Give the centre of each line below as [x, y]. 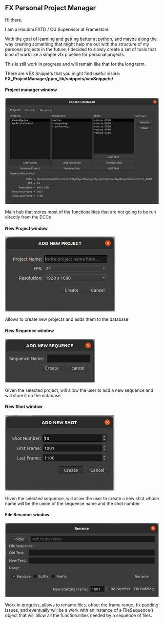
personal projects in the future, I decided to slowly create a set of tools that [81, 49]
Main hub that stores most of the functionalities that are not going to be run [81, 212]
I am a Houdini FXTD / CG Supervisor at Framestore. [58, 29]
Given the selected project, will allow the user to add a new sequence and [79, 390]
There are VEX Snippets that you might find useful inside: [63, 73]
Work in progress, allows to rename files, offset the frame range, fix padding [82, 605]
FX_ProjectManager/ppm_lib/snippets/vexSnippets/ [59, 78]
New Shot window [24, 407]
